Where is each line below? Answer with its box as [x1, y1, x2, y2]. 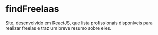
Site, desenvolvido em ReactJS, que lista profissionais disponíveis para [5, 20, 153, 26]
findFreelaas [5, 3, 59, 15]
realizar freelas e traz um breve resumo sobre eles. [5, 25, 112, 31]
